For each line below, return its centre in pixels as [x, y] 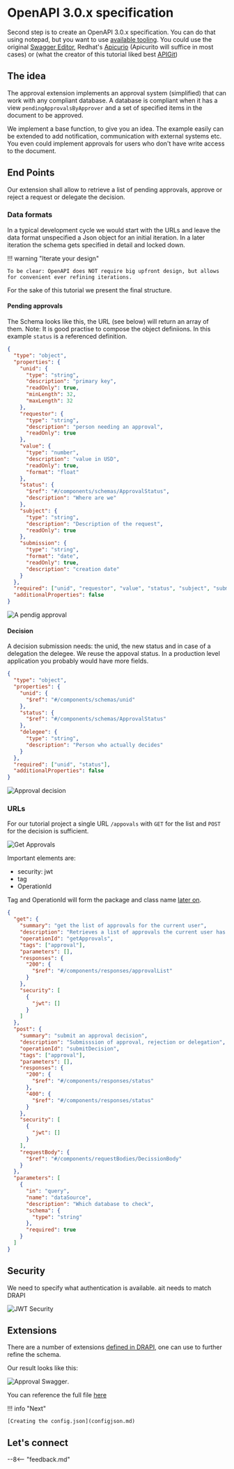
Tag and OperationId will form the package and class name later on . [104, 900]
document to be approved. [45, 115]
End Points [31, 173]
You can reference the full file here [57, 1395]
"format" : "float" [52, 472]
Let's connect [38, 1443]
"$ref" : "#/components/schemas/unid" [80, 700]
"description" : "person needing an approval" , [94, 427]
